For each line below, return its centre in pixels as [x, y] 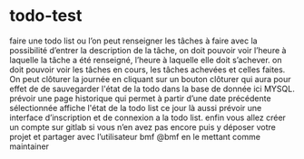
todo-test [46, 16]
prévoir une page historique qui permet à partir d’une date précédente [140, 98]
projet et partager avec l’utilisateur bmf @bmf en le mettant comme [135, 136]
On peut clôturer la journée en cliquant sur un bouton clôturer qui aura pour [151, 79]
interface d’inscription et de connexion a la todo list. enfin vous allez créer [147, 117]
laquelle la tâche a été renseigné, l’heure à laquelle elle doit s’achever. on [146, 60]
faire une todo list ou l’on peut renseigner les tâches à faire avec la [133, 41]
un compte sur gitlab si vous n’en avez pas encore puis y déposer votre [143, 126]
